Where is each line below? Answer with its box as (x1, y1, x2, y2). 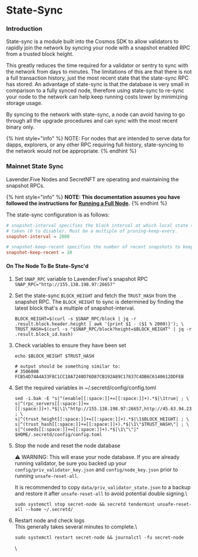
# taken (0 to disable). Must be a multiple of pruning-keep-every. (6, 228, 178, 234)
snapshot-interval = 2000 (6, 234, 70, 240)
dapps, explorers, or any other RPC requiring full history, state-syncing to (6, 141, 184, 148)
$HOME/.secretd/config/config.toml (14, 432, 103, 438)
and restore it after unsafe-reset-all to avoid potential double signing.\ (14, 490, 187, 497)
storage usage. (6, 100, 43, 107)
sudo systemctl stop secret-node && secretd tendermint (14, 502, 155, 507)
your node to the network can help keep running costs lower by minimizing (6, 93, 188, 100)
